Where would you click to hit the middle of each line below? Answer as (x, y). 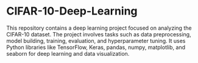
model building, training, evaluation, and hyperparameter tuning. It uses (96, 41)
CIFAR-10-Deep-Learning (72, 11)
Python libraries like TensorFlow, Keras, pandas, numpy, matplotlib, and (96, 47)
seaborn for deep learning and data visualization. (68, 53)
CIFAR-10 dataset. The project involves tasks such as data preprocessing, (99, 34)
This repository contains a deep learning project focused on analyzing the (99, 28)
